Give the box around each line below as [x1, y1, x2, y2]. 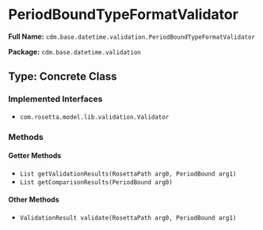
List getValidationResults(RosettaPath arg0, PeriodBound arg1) [19, 170, 237, 178]
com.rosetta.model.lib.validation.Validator [19, 113, 170, 121]
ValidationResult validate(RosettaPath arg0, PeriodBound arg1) [19, 213, 237, 222]
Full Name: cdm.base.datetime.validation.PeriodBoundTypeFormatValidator [8, 32, 256, 41]
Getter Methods [8, 151, 62, 160]
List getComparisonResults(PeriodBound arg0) [19, 178, 173, 187]
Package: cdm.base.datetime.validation [8, 47, 141, 56]
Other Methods [8, 195, 59, 205]
